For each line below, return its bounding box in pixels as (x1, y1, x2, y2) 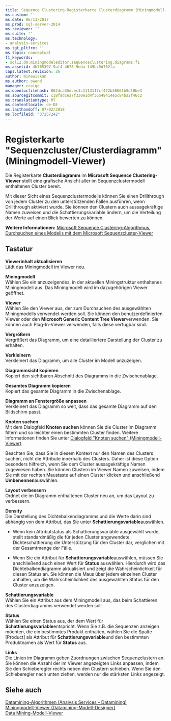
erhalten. (5, 342, 24, 348)
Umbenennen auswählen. (5, 477, 59, 483)
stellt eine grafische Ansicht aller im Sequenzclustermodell (22, 177, 145, 184)
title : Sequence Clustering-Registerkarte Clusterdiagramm (5, 7, 133, 13)
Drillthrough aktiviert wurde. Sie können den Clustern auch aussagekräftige (5, 203, 163, 210)
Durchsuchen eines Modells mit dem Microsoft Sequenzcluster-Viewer (5, 230, 154, 236)
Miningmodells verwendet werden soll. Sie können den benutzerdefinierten (5, 311, 163, 317)
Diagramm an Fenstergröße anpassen (5, 398, 87, 404)
